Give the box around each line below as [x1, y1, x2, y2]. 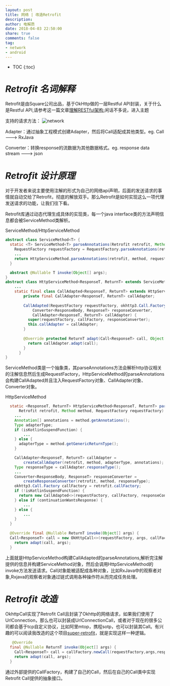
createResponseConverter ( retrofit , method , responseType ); [23, 479, 151, 484]
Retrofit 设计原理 [5, 170, 75, 182]
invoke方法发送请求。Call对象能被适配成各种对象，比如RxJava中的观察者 [5, 567, 157, 573]
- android [5, 50, 26, 55]
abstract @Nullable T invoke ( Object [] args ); [10, 270, 108, 275]
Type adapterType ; [14, 422, 53, 427]
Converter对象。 [5, 384, 39, 390]
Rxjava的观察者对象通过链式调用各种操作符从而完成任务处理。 [11, 573, 140, 580]
